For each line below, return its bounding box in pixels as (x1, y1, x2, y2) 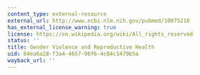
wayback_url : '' (7, 57, 56, 64)
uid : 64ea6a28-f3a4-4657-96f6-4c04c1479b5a (7, 51, 139, 58)
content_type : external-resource (7, 10, 107, 18)
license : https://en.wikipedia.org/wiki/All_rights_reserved (7, 30, 194, 38)
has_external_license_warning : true (7, 24, 116, 31)
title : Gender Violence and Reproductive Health (7, 44, 155, 51)
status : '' (7, 37, 40, 44)
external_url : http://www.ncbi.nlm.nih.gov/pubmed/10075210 (7, 17, 191, 24)
